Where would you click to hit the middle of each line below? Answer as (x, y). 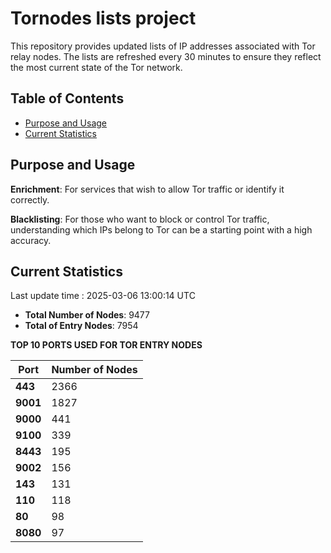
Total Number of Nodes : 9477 (87, 315)
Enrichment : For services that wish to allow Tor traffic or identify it (147, 189)
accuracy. (31, 240)
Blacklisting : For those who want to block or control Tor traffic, (140, 219)
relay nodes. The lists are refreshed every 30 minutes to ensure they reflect (166, 56)
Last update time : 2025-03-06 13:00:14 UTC (103, 296)
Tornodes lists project (103, 18)
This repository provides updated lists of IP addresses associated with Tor (163, 46)
